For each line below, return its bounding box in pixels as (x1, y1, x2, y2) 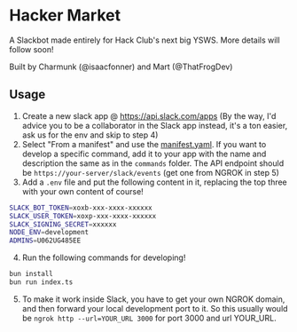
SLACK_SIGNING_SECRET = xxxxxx (9, 219, 117, 229)
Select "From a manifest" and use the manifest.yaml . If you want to (21, 138, 267, 149)
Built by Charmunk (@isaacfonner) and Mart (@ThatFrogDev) (9, 61, 233, 72)
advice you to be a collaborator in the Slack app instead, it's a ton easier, (21, 120, 288, 130)
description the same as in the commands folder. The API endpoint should (21, 157, 285, 169)
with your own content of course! (21, 186, 144, 196)
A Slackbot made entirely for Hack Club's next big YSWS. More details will (9, 35, 281, 45)
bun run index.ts (9, 278, 74, 287)
